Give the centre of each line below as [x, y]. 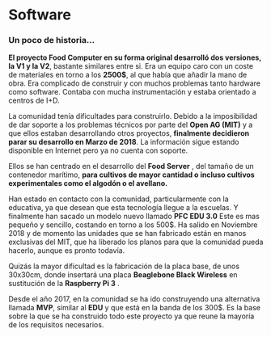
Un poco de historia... [52, 40]
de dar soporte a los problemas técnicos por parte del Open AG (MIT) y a [131, 125]
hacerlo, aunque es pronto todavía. [67, 251]
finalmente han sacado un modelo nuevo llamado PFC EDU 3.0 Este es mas [134, 217]
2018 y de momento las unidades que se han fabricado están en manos [127, 234]
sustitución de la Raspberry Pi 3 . [64, 284]
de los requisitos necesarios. [56, 325]
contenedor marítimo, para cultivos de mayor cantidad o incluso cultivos [131, 175]
